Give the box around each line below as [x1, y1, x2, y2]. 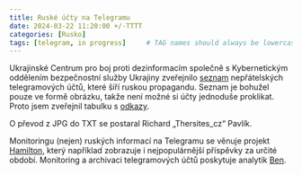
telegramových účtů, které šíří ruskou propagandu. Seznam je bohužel [9, 82, 270, 92]
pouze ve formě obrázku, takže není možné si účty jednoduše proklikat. [9, 91, 275, 102]
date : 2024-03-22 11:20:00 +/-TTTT [9, 22, 143, 30]
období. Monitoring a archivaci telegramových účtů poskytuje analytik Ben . [9, 154, 287, 166]
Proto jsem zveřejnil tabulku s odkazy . [9, 100, 150, 112]
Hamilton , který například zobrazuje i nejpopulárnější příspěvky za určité [9, 145, 277, 156]
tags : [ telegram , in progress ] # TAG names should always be [9, 38, 259, 48]
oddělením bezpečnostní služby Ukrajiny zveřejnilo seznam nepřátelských [9, 73, 284, 83]
